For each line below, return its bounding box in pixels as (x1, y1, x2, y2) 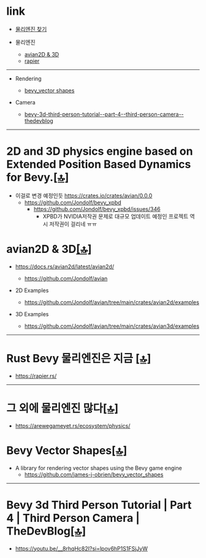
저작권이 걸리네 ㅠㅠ (49, 220, 97, 228)
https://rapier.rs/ (15, 372, 57, 379)
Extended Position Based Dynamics (6, 158, 191, 171)
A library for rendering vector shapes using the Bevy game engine (15, 464, 182, 471)
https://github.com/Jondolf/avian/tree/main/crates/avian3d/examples (24, 322, 200, 330)
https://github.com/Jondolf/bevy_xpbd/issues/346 (33, 205, 161, 212)
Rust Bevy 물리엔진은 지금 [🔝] (6, 352, 151, 365)
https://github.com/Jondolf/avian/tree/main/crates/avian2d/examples (24, 298, 199, 306)
